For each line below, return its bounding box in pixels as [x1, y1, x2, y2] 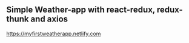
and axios [30, 14, 68, 24]
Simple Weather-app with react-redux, [6, 5, 156, 15]
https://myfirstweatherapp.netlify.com [6, 30, 101, 37]
